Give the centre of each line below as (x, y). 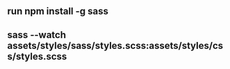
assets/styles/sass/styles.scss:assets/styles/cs (115, 45)
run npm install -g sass (58, 11)
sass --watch (37, 35)
